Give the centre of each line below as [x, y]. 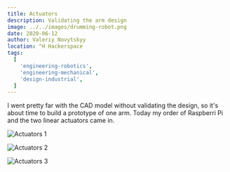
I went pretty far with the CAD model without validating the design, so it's [113, 105]
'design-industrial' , [51, 79]
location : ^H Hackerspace [45, 46]
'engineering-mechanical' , [59, 72]
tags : [15, 53]
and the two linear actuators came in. [61, 121]
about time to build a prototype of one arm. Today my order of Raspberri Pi [115, 113]
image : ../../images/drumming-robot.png [67, 27]
